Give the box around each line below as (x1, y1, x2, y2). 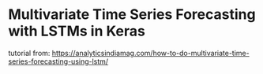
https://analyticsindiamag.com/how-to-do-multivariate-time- (51, 48, 250, 57)
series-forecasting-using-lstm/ (8, 57, 109, 66)
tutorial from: (8, 48, 51, 57)
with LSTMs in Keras (8, 22, 146, 40)
